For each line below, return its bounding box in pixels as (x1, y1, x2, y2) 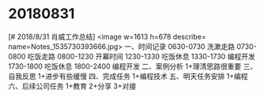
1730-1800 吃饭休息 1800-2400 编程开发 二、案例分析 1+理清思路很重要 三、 (8, 61, 257, 71)
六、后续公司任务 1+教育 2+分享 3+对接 (8, 81, 137, 91)
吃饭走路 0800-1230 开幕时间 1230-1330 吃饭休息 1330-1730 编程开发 (27, 51, 256, 61)
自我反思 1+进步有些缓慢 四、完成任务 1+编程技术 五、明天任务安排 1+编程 (8, 71, 248, 81)
